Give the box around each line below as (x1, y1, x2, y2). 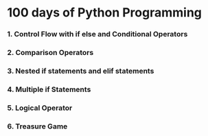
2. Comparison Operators (7, 48, 94, 58)
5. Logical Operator (7, 103, 73, 113)
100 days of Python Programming (7, 5, 203, 21)
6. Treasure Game (7, 122, 68, 131)
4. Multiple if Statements (7, 84, 91, 94)
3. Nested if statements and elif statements (7, 66, 154, 76)
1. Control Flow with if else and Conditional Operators (7, 30, 188, 39)
